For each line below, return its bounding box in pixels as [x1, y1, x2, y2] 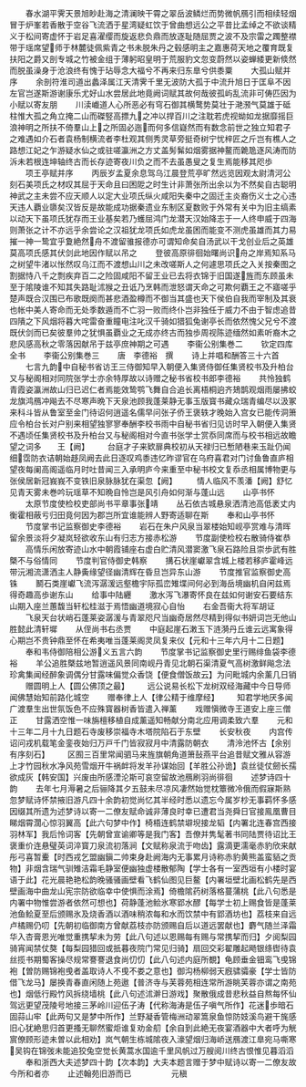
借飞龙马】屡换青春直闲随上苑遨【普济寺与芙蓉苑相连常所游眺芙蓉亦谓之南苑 [9, 977, 297, 988]
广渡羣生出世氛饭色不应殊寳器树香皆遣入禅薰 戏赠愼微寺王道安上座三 [9, 703, 283, 714]
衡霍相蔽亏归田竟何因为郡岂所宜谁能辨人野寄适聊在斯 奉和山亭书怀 [9, 510, 275, 520]
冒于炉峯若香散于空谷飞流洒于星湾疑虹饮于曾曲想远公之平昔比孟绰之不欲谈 [9, 19, 289, 30]
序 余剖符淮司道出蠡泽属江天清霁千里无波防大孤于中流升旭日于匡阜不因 [9, 77, 291, 87]
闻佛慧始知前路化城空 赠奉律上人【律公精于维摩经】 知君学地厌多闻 [9, 692, 293, 702]
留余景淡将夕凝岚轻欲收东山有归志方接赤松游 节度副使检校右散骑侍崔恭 [9, 533, 291, 543]
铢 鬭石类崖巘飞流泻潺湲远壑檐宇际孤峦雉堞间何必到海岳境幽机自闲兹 [9, 578, 283, 588]
